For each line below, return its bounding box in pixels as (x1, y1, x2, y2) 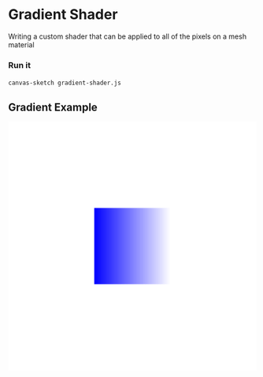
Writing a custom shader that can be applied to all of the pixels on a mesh (8, 32, 246, 41)
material (8, 39, 35, 49)
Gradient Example (8, 100, 98, 114)
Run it (8, 59, 31, 70)
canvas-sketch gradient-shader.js (8, 79, 122, 88)
